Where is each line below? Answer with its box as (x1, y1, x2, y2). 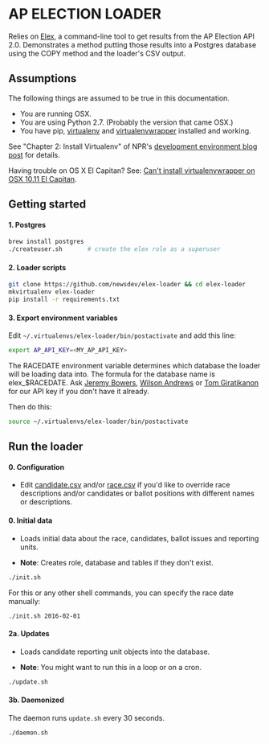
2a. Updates (8, 629, 50, 639)
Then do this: (8, 402, 52, 411)
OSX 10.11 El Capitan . (8, 174, 77, 183)
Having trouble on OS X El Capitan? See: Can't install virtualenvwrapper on (8, 166, 255, 175)
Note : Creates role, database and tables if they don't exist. (19, 557, 214, 567)
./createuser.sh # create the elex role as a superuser (8, 245, 221, 253)
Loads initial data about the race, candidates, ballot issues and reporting (19, 533, 259, 543)
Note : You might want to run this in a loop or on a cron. (19, 662, 202, 672)
